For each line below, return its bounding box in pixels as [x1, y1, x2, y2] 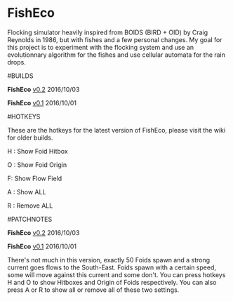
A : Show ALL [7, 187, 46, 196]
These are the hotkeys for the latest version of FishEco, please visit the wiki [7, 126, 226, 134]
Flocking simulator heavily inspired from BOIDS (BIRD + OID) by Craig [7, 28, 208, 36]
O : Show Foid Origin [7, 160, 67, 169]
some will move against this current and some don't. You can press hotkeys [7, 270, 226, 279]
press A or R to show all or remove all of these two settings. [7, 286, 180, 294]
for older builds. [7, 133, 53, 142]
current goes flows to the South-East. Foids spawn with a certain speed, [7, 263, 216, 272]
